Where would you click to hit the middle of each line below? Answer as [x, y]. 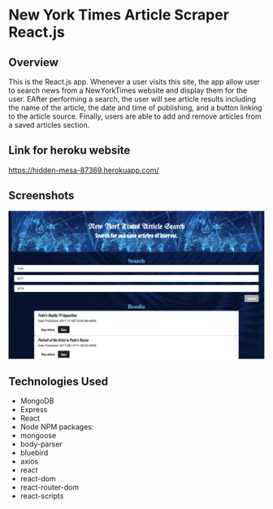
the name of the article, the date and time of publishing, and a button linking [135, 108]
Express [34, 410]
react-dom [38, 479]
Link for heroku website [69, 151]
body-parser [41, 444]
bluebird [34, 453]
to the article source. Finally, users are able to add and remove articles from [135, 116]
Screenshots [41, 196]
